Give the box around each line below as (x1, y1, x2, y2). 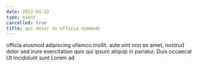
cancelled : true (6, 20, 47, 26)
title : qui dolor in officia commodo (6, 25, 100, 32)
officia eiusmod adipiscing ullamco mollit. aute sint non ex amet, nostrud (6, 42, 184, 49)
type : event (6, 14, 36, 20)
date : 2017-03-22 (6, 8, 50, 15)
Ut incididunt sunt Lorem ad (6, 54, 75, 61)
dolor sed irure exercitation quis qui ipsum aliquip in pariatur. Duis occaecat (6, 48, 193, 55)
